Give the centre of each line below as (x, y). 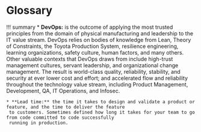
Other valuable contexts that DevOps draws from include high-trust (90, 59)
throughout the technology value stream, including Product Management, (97, 84)
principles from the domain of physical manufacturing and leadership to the (100, 33)
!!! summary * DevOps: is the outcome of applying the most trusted (90, 27)
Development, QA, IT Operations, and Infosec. (63, 91)
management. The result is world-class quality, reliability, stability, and (93, 71)
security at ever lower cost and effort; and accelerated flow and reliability (97, 78)
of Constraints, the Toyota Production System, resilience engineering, (92, 46)
